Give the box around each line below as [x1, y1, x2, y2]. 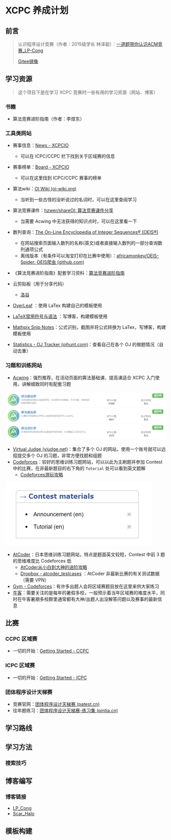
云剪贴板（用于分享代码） [12, 281, 67, 287]
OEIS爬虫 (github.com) [36, 259, 84, 266]
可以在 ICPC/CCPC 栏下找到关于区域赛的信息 [20, 153, 115, 159]
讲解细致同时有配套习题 [21, 381, 71, 387]
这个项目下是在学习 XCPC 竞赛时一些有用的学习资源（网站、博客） [17, 89, 158, 95]
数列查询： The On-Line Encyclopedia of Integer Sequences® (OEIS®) [12, 229, 159, 235]
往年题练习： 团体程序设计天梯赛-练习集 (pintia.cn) [12, 708, 118, 714]
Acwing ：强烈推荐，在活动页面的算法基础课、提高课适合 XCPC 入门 [12, 374, 156, 380]
